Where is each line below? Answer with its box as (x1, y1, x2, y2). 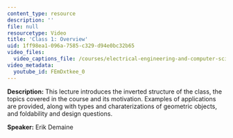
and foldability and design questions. (7, 109, 113, 118)
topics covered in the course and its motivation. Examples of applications (7, 94, 216, 103)
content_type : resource (7, 10, 76, 17)
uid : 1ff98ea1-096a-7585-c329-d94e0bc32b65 (7, 42, 135, 49)
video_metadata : (7, 62, 54, 69)
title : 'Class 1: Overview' (7, 36, 89, 43)
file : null (7, 23, 39, 30)
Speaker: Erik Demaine (7, 123, 74, 131)
